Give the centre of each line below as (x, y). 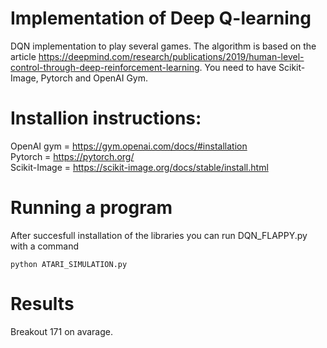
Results (42, 304)
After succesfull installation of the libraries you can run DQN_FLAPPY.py (159, 235)
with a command (45, 246)
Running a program (91, 208)
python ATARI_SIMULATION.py (69, 264)
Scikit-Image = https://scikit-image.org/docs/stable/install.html (139, 167)
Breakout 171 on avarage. (62, 331)
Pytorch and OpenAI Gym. (94, 78)
